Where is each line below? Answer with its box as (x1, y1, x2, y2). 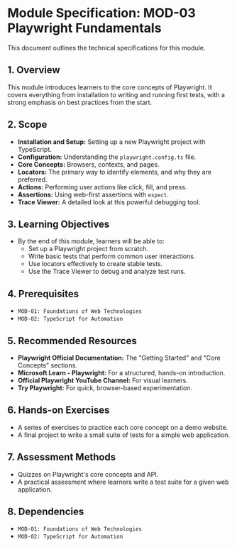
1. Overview (7, 64, 60, 76)
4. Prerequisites (7, 287, 79, 299)
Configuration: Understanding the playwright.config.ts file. (17, 153, 197, 161)
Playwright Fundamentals (7, 20, 162, 36)
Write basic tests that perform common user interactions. (28, 252, 196, 260)
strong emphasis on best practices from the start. (7, 98, 153, 106)
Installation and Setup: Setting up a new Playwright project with (17, 137, 206, 146)
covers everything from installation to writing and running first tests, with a (7, 90, 226, 99)
